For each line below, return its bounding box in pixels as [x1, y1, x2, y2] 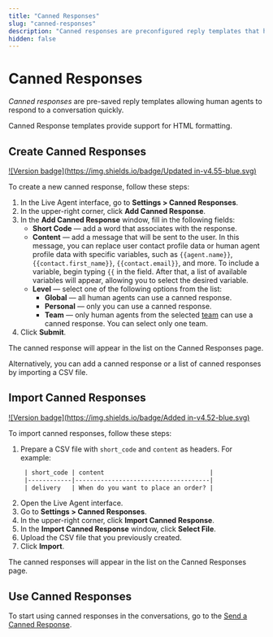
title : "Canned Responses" [8, 11, 100, 20]
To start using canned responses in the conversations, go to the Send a [8, 611, 248, 621]
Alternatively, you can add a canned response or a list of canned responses [8, 359, 262, 369]
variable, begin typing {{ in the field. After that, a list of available [32, 267, 248, 277]
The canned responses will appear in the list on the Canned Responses [8, 557, 246, 567]
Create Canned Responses [8, 144, 147, 159]
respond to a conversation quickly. [8, 105, 124, 115]
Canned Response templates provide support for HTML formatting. [8, 121, 233, 131]
